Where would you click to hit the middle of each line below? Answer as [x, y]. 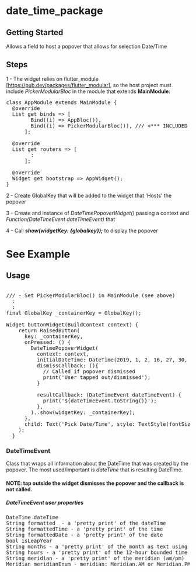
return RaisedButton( [49, 330]
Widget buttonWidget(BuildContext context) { [72, 325]
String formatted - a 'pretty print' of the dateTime [86, 523]
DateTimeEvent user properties [45, 503]
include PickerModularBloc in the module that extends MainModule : [88, 91]
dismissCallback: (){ [68, 366]
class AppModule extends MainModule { [62, 102]
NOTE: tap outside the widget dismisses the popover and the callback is [95, 483]
